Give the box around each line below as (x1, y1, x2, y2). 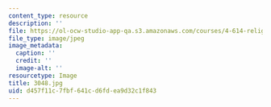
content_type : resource (8, 11, 89, 20)
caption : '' (15, 49, 56, 57)
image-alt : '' (15, 64, 63, 72)
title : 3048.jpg (8, 79, 63, 87)
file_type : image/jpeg (8, 34, 85, 43)
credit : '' (15, 57, 52, 65)
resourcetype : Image (8, 72, 78, 80)
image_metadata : (8, 42, 63, 50)
